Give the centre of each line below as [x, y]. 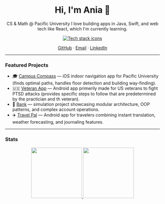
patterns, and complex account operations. [56, 109]
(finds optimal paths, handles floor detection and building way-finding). [84, 83]
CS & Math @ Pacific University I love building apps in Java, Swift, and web [82, 24]
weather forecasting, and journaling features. [58, 122]
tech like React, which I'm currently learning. [82, 28]
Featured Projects [27, 65]
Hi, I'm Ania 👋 [82, 10]
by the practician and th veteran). [46, 99]
